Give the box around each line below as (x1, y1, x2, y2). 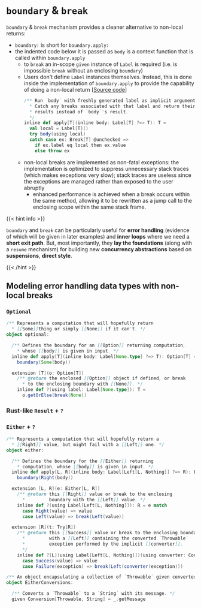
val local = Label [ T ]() (29, 125, 89, 132)
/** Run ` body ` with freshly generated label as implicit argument (23, 97, 196, 104)
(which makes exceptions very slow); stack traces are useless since (23, 171, 191, 179)
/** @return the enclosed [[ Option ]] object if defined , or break (17, 375, 186, 381)
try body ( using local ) (29, 131, 86, 137)
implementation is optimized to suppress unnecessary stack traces (23, 165, 190, 172)
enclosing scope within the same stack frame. (32, 203, 147, 210)
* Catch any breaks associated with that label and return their (29, 103, 196, 109)
